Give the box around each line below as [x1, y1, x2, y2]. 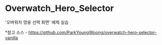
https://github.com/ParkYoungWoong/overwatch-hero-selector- [28, 29, 157, 35]
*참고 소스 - [5, 29, 28, 35]
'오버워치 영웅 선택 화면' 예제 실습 [5, 19, 69, 25]
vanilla [5, 34, 18, 41]
